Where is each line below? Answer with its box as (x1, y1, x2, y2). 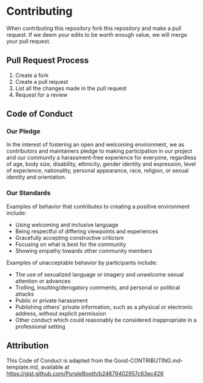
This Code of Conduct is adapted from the (6, 357, 113, 364)
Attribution (6, 341, 49, 351)
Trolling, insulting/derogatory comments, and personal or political (15, 283, 180, 291)
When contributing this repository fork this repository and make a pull (6, 24, 182, 32)
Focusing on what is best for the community (15, 240, 127, 248)
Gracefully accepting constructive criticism (15, 234, 124, 241)
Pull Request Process (6, 55, 89, 65)
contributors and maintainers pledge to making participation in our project (6, 147, 193, 155)
